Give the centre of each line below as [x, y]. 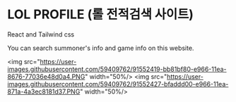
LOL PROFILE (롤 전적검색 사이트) [101, 14]
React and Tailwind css [41, 34]
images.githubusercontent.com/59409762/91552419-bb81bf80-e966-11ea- [117, 69]
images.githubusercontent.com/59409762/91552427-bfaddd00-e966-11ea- [118, 84]
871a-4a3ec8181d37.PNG [44, 91]
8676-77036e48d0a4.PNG [46, 76]
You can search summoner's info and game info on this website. [101, 48]
